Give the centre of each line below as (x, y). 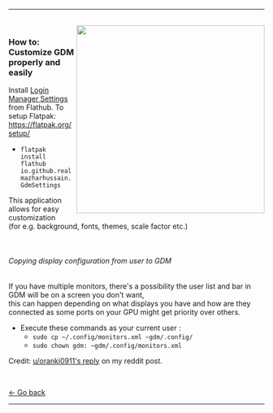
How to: (24, 41)
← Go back (27, 392)
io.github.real (46, 172)
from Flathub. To (36, 107)
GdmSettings (40, 185)
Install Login (29, 90)
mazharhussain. (46, 178)
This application (35, 201)
